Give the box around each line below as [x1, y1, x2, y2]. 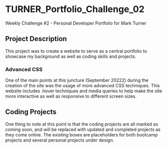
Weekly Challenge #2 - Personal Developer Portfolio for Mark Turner [5, 20, 147, 26]
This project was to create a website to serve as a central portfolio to [5, 48, 147, 54]
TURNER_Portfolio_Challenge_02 [5, 4, 144, 15]
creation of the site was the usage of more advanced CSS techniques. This [5, 83, 160, 89]
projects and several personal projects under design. [5, 137, 114, 143]
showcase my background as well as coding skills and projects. [5, 53, 136, 59]
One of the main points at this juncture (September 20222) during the [5, 77, 149, 83]
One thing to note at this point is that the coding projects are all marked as [5, 121, 158, 127]
